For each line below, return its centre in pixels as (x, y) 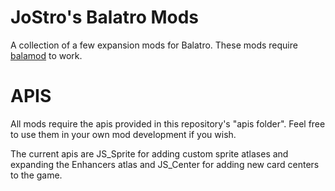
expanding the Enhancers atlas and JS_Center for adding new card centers (165, 164)
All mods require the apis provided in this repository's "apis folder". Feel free (168, 123)
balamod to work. (46, 55)
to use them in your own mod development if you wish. (123, 134)
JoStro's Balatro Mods (105, 17)
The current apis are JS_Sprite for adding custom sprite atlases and (149, 153)
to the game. (36, 175)
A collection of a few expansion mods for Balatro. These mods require (154, 45)
